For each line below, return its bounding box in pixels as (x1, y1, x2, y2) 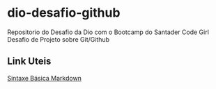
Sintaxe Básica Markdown (7, 74, 82, 82)
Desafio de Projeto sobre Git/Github (7, 35, 110, 43)
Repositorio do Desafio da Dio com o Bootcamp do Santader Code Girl (7, 28, 209, 36)
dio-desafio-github (7, 5, 121, 21)
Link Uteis (7, 56, 52, 67)
